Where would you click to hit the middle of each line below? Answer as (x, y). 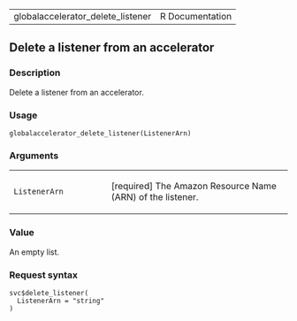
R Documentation (196, 16)
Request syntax (43, 275)
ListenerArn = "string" (61, 301)
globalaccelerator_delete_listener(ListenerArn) (100, 133)
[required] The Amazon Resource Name (194, 187)
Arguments (34, 156)
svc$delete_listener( (49, 293)
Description (35, 73)
